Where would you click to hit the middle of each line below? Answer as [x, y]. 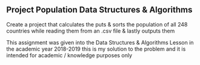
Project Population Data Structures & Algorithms [99, 10]
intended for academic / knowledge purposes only [69, 55]
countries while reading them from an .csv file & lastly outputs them [91, 31]
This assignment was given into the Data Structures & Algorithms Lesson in [100, 42]
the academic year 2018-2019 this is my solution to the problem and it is [96, 49]
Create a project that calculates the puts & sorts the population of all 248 [97, 24]
